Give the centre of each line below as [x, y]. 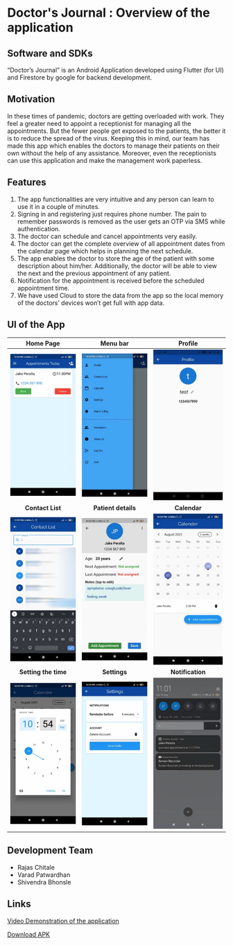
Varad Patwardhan [44, 875]
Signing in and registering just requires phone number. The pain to [112, 214]
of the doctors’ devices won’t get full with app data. [91, 303]
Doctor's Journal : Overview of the [109, 13]
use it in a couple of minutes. [59, 206]
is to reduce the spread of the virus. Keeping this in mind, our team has [109, 138]
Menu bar [115, 343]
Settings [114, 672]
